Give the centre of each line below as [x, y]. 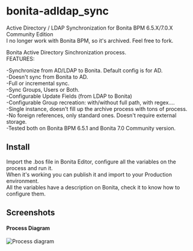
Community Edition [30, 34]
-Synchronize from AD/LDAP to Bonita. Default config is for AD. [84, 70]
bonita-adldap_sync [58, 11]
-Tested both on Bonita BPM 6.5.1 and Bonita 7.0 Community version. [91, 128]
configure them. [26, 194]
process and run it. [29, 168]
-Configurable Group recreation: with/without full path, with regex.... [90, 102]
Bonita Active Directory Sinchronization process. [66, 52]
